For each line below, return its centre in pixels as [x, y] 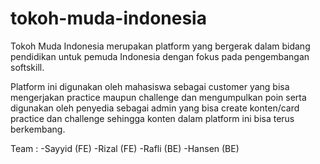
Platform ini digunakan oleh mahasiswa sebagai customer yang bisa [150, 86]
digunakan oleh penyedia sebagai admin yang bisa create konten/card [155, 108]
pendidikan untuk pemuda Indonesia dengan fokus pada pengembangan [160, 56]
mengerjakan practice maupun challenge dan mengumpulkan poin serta [158, 97]
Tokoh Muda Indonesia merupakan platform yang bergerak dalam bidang [160, 46]
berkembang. [38, 129]
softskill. [27, 67]
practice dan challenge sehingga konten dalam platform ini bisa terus [152, 118]
